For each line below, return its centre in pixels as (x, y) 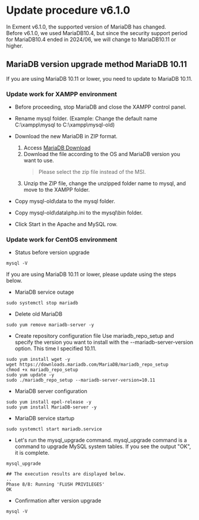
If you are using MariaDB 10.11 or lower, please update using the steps (91, 274)
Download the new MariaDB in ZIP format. (66, 137)
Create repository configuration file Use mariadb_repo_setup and (94, 336)
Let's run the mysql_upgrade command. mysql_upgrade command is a (101, 440)
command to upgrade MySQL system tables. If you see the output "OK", (103, 446)
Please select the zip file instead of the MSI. (92, 172)
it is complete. (32, 453)
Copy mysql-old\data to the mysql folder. (65, 201)
